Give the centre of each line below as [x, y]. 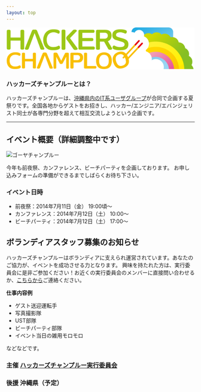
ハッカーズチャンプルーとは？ [49, 84]
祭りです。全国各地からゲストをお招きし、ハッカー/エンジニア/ [84, 105]
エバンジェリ [177, 105]
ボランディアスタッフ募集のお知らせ [73, 242]
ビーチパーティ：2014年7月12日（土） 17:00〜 [71, 221]
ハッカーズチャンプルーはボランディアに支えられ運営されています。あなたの [100, 258]
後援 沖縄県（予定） [35, 382]
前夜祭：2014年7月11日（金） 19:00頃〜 [63, 206]
